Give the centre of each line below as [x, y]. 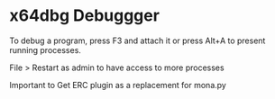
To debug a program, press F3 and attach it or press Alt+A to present [137, 40]
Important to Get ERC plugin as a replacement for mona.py [118, 85]
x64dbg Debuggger [85, 16]
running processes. [45, 49]
